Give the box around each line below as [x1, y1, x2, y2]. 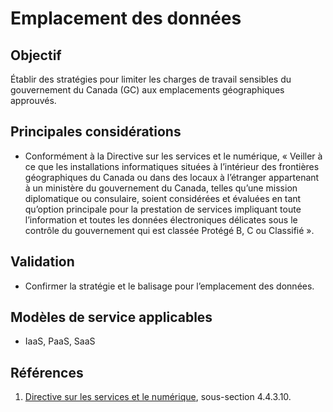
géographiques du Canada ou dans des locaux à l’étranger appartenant [24, 171, 320, 183]
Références [10, 364, 84, 381]
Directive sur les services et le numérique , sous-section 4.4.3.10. [24, 391, 292, 403]
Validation [10, 253, 75, 271]
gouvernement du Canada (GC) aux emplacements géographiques [10, 84, 285, 96]
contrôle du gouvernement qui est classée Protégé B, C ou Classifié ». [24, 224, 315, 236]
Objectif [10, 47, 62, 64]
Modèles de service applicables [10, 309, 213, 326]
